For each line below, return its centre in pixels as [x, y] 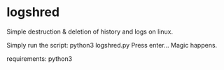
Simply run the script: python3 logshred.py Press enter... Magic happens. [112, 45]
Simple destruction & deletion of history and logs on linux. [90, 31]
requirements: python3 [40, 58]
